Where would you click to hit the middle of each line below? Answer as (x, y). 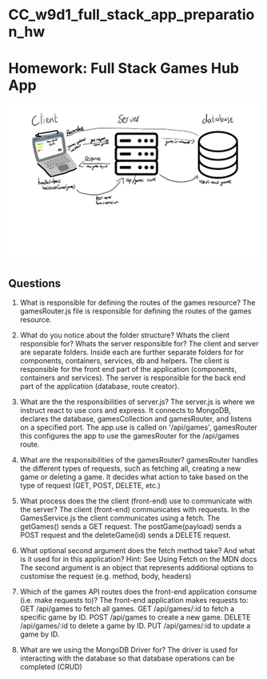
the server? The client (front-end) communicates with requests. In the (135, 510)
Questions (35, 283)
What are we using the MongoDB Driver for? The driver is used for (129, 650)
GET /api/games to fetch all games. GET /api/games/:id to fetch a (127, 609)
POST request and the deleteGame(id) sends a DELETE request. (125, 536)
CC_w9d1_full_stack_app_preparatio (132, 15)
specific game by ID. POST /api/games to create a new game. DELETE (135, 617)
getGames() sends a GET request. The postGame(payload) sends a (131, 527)
